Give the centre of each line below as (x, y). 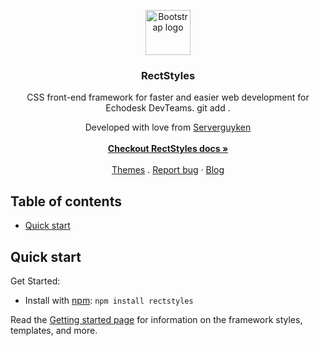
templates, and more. (54, 330)
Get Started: (35, 281)
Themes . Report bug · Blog (168, 170)
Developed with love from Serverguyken (168, 127)
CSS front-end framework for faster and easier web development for (168, 97)
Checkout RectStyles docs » (168, 149)
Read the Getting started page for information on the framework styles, (156, 319)
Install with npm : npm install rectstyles (109, 300)
